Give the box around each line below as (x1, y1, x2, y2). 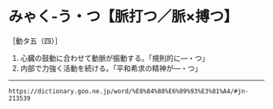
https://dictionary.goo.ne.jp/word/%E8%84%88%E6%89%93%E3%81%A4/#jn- (8, 87, 249, 95)
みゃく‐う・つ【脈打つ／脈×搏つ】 (8, 7, 238, 26)
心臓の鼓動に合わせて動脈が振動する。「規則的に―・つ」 (19, 53, 210, 63)
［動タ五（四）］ (8, 36, 63, 46)
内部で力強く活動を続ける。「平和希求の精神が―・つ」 (19, 63, 202, 73)
